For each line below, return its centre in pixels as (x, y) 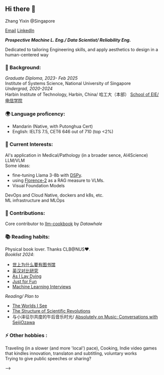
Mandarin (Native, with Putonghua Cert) (53, 126)
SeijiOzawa (24, 322)
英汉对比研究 (25, 271)
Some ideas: (18, 166)
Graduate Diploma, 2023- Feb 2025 (41, 78)
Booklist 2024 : (20, 255)
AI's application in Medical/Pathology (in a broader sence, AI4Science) (77, 155)
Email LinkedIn (20, 30)
